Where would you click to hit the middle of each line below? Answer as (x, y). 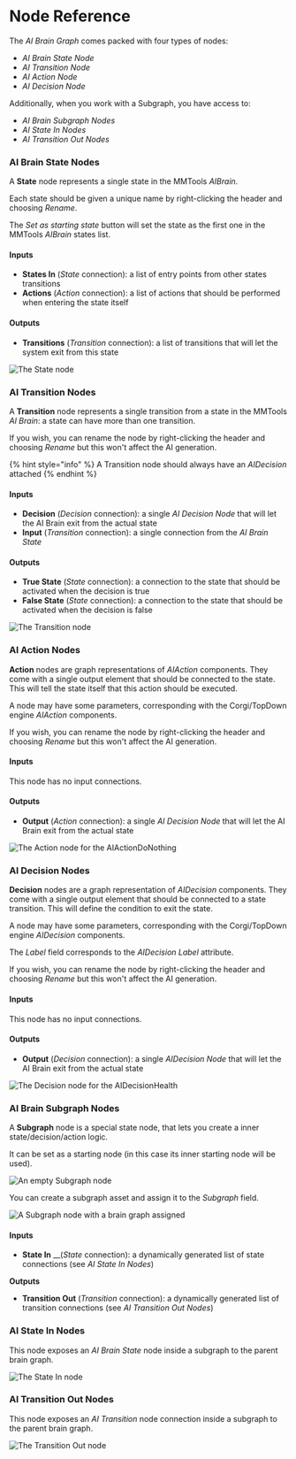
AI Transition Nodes (53, 392)
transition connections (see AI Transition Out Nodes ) (118, 1308)
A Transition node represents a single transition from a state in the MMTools (148, 411)
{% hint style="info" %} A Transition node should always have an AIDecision (148, 464)
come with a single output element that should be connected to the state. (142, 679)
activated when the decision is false (87, 610)
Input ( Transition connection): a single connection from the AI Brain (145, 533)
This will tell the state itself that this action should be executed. (124, 688)
